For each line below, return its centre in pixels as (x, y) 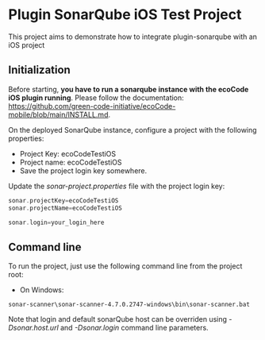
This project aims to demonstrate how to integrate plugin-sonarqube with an (133, 37)
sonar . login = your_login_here (56, 222)
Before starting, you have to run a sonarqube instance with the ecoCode (129, 89)
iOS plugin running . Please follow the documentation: (96, 98)
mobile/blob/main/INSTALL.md (58, 114)
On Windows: (42, 290)
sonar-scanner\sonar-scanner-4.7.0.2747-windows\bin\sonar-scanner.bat (129, 305)
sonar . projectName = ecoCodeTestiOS (65, 208)
